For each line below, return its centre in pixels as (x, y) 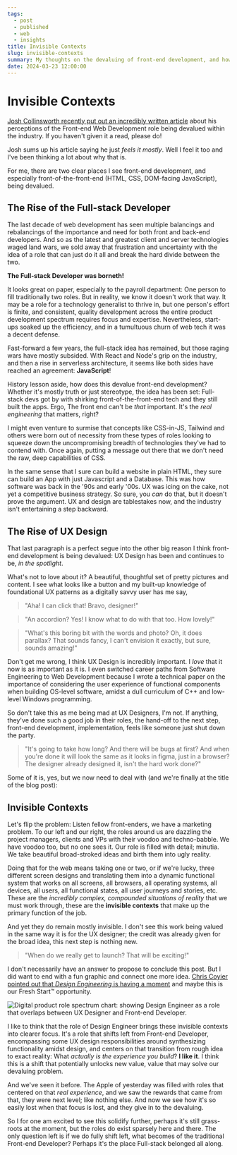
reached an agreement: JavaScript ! (59, 370)
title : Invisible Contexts (47, 47)
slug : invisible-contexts (45, 54)
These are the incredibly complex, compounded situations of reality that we (117, 898)
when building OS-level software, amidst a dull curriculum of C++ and (109, 691)
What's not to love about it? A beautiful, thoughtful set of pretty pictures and (118, 577)
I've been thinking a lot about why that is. (67, 157)
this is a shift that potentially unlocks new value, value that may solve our (113, 1064)
